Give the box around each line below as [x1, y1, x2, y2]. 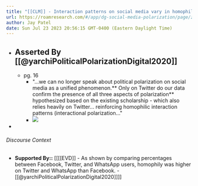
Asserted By [14, 47, 61, 57]
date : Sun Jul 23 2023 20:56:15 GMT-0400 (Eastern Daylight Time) [6, 25, 173, 31]
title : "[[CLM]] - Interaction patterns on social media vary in [6, 8, 170, 15]
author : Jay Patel [6, 19, 51, 25]
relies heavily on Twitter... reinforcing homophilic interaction [32, 103, 178, 110]
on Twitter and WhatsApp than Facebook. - [14, 167, 120, 174]
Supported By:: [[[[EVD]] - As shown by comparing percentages [14, 155, 172, 162]
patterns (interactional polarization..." [32, 110, 123, 117]
